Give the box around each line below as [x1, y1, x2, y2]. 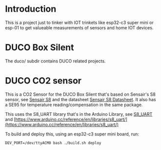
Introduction [5, 3, 57, 15]
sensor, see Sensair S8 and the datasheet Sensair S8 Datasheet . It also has [5, 96, 156, 102]
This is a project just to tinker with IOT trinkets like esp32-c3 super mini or [5, 20, 154, 25]
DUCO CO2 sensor [5, 75, 82, 86]
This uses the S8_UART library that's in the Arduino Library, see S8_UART [5, 111, 153, 117]
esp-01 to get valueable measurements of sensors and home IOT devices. [5, 24, 154, 30]
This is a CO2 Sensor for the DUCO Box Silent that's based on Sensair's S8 [5, 91, 156, 97]
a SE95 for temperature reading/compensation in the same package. [5, 102, 143, 107]
